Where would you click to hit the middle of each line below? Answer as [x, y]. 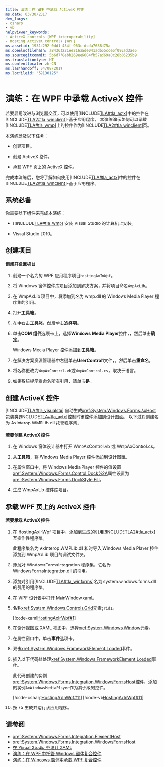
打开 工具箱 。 [25, 313]
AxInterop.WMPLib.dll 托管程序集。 [46, 423]
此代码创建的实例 [30, 675]
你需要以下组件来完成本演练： [35, 213]
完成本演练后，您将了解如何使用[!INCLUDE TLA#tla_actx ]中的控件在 [73, 177]
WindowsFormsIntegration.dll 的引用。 [51, 571]
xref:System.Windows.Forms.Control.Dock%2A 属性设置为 [71, 473]
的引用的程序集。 [30, 587]
